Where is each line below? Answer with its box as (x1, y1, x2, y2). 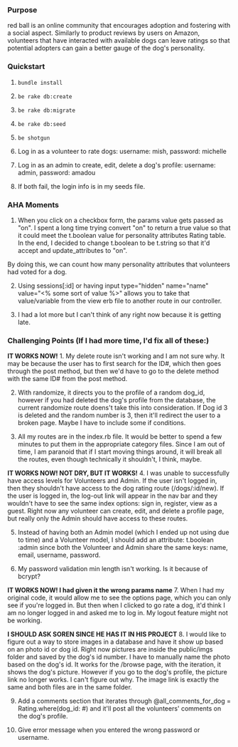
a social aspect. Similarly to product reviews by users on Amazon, (7, 28, 200, 37)
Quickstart (7, 62, 45, 72)
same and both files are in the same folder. (7, 683, 133, 691)
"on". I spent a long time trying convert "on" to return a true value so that (17, 223, 231, 232)
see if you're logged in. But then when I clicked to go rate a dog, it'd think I (7, 601, 225, 610)
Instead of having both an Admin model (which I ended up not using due (17, 528, 229, 537)
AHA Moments (7, 199, 59, 209)
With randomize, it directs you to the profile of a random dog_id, (17, 388, 205, 397)
